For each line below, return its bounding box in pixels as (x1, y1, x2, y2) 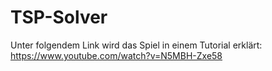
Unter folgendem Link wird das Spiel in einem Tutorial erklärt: (10, 39, 263, 51)
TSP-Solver (10, 6, 108, 29)
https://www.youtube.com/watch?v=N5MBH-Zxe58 (10, 49, 223, 61)
